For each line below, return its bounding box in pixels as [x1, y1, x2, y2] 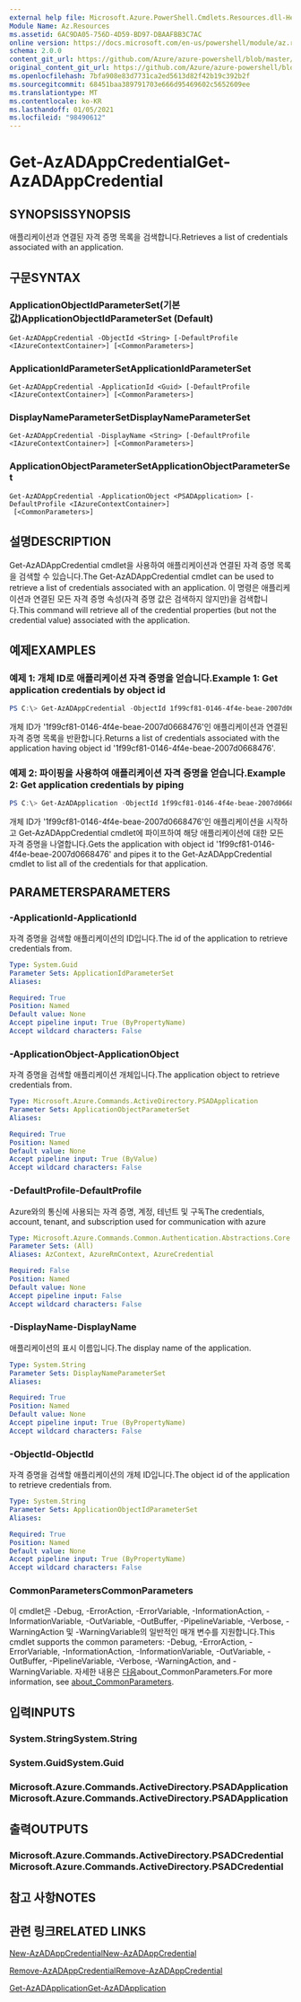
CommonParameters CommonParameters [9, 1585, 194, 1597]
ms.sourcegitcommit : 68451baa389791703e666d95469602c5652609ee [9, 80, 251, 89]
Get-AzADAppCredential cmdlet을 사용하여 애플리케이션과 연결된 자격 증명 [9, 559, 275, 570]
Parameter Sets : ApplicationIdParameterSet [9, 969, 175, 978]
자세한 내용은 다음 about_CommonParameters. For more [74, 1666, 273, 1677]
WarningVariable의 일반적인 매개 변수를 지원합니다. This [79, 1627, 276, 1638]
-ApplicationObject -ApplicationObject [9, 1048, 179, 1060]
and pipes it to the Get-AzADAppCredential [113, 849, 272, 860]
